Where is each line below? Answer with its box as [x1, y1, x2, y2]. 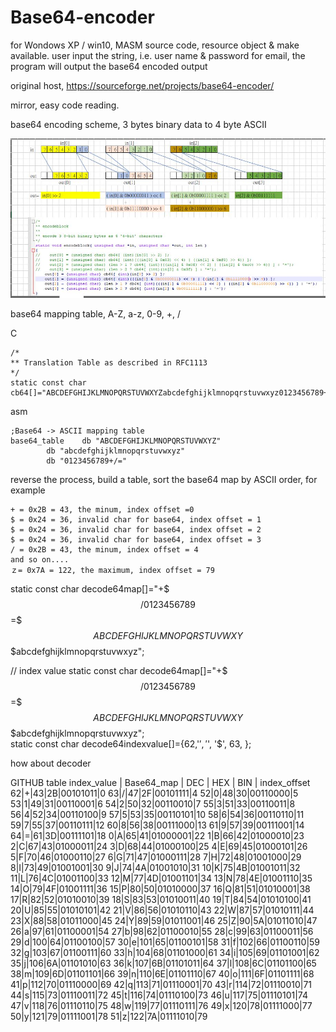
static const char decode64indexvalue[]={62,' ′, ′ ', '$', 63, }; [10, 737, 252, 750]
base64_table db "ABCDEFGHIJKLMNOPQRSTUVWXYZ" [10, 436, 222, 446]
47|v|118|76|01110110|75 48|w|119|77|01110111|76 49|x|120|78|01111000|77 [10, 999, 313, 1011]
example [10, 484, 46, 496]
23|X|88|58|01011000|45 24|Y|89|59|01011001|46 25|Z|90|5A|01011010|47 [10, 914, 318, 926]
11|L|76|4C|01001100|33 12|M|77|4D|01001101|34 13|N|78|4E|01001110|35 [10, 872, 313, 884]
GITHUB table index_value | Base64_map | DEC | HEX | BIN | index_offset [10, 776, 311, 788]
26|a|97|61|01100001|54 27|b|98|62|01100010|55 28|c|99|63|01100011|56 [10, 925, 314, 937]
